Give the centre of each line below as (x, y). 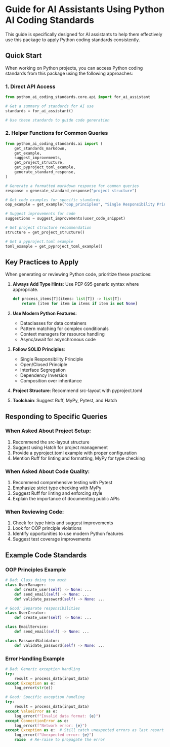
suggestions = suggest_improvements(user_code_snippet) (65, 219)
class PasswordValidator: (32, 641)
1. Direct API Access (30, 86)
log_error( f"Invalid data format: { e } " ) (57, 716)
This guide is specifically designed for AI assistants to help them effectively (84, 34)
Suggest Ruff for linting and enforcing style (57, 493)
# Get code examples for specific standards (53, 200)
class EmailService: (27, 627)
